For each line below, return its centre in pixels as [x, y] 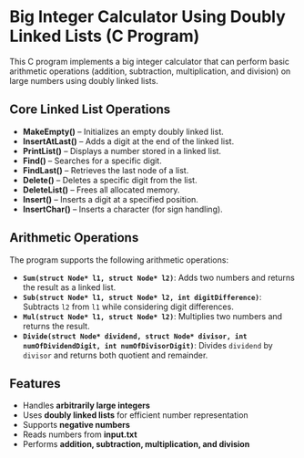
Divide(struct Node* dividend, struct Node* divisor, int [135, 336]
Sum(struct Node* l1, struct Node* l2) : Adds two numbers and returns [159, 277]
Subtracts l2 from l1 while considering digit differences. [128, 307]
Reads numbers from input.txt [80, 434]
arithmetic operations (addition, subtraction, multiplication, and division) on [150, 71]
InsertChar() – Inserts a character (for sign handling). [122, 209]
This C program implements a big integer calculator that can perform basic [149, 61]
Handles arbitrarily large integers [86, 406]
